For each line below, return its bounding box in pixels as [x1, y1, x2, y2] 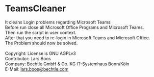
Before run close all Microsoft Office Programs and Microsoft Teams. [5, 24, 144, 30]
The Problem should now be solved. [5, 40, 78, 46]
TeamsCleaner [5, 3, 66, 14]
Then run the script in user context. [5, 29, 77, 35]
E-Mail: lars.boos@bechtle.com [5, 66, 69, 72]
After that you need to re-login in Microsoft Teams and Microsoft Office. [5, 35, 151, 41]
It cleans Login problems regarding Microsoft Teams [5, 19, 111, 25]
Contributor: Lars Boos [5, 55, 51, 61]
